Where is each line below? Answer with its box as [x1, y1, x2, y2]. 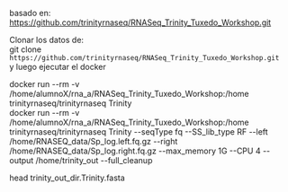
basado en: [9, 8, 51, 18]
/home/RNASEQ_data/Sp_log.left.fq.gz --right [9, 136, 178, 146]
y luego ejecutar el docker [9, 62, 106, 72]
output [9, 155, 34, 165]
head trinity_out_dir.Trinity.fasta [9, 172, 126, 183]
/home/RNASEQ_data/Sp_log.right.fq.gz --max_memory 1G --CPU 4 [9, 145, 261, 156]
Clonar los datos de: [9, 35, 84, 45]
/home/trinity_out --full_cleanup [35, 155, 153, 165]
